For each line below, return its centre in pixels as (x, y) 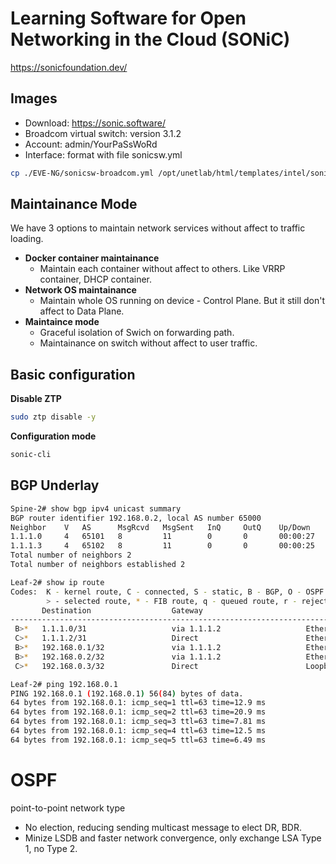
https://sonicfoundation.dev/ (69, 67)
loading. (27, 239)
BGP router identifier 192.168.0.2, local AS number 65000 (136, 518)
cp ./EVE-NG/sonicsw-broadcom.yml (82, 173)
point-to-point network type (68, 808)
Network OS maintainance (80, 290)
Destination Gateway (122, 610)
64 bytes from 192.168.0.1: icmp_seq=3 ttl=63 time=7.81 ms (138, 722)
